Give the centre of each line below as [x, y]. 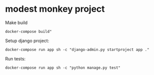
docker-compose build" [28, 31]
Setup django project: [27, 41]
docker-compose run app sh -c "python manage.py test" [63, 68]
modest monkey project [55, 9]
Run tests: [15, 59]
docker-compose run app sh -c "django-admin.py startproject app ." [77, 50]
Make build [17, 23]
